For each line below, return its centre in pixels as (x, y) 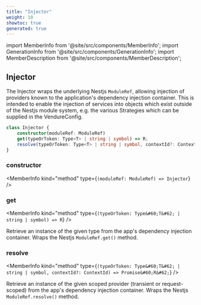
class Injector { (28, 128)
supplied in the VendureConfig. (45, 117)
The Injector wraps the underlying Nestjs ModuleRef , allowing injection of (95, 91)
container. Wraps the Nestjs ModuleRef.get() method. (72, 237)
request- (173, 284)
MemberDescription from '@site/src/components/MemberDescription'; (94, 58)
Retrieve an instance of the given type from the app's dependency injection (99, 231)
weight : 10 (20, 17)
